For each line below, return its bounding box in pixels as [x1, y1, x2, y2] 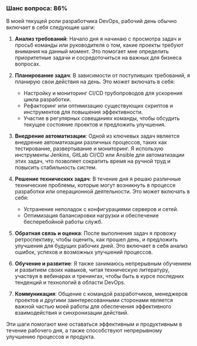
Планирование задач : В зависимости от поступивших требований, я [14, 72, 190, 79]
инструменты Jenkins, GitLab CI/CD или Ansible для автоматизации [14, 151, 185, 159]
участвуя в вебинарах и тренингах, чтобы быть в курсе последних [14, 273, 185, 280]
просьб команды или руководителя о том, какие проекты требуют [14, 41, 184, 48]
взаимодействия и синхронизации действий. [14, 309, 129, 316]
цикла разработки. [23, 96, 72, 103]
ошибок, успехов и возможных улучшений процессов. [14, 248, 153, 256]
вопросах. [14, 60, 41, 67]
